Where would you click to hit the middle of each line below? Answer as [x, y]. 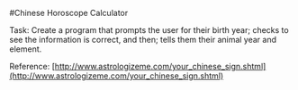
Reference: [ [32, 66]
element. [26, 49]
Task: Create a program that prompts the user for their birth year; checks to [149, 30]
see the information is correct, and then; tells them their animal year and [143, 40]
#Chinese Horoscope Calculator [69, 13]
